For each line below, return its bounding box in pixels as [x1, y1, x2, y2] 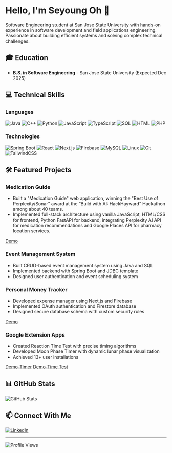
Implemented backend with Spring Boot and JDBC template [12, 268, 139, 274]
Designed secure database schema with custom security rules [12, 309, 145, 315]
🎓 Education [5, 53, 49, 62]
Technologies [5, 133, 40, 140]
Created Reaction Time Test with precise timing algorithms [12, 343, 137, 349]
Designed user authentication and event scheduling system [12, 273, 138, 279]
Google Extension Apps [5, 331, 65, 338]
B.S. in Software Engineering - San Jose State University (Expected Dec [12, 69, 166, 76]
